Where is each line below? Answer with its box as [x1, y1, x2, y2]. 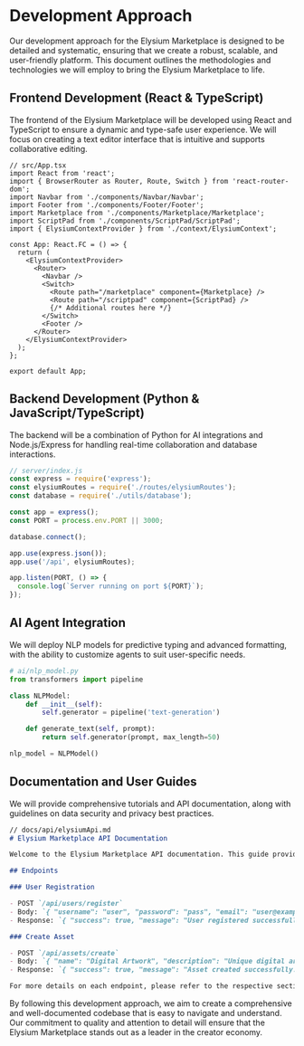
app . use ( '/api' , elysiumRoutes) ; [9, 557, 136, 566]
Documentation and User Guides [9, 775, 197, 790]
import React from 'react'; [9, 168, 116, 177]
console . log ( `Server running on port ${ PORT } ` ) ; [17, 582, 204, 591]
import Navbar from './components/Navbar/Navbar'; [9, 192, 204, 202]
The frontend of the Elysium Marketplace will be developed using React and [9, 114, 292, 125]
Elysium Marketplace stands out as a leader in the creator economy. [9, 1027, 263, 1038]
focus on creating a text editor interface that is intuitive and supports [9, 133, 265, 145]
